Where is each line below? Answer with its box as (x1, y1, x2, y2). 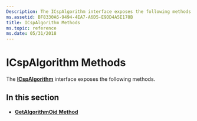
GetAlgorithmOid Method (14, 108, 78, 115)
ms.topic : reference (6, 25, 57, 31)
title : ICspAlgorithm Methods (6, 19, 81, 25)
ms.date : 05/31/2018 (6, 31, 57, 37)
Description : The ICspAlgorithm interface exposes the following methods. (6, 8, 194, 15)
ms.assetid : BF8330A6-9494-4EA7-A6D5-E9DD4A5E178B (6, 14, 133, 20)
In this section (6, 93, 60, 103)
